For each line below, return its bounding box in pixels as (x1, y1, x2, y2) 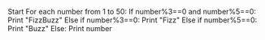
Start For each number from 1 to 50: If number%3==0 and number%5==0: (7, 7, 257, 16)
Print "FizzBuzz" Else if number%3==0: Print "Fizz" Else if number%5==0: (7, 15, 258, 25)
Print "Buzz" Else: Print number (7, 24, 113, 33)
